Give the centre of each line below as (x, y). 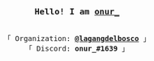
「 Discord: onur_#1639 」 (77, 49)
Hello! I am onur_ (77, 12)
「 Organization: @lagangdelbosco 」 (77, 39)
